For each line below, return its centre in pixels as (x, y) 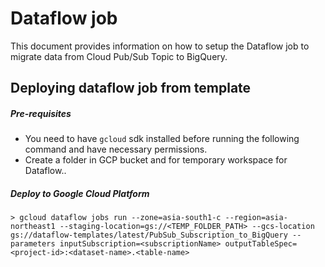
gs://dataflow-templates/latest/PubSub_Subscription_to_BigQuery (149, 235)
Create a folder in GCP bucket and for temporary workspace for (156, 160)
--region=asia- (256, 218)
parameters (33, 244)
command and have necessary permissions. (116, 149)
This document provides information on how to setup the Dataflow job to (160, 46)
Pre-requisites (41, 113)
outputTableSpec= (261, 244)
